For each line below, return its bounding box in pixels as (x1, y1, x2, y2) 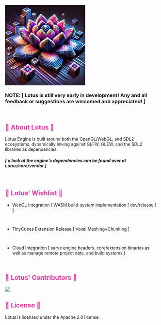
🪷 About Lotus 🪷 (5, 123, 55, 131)
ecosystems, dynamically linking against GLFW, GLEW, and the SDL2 (5, 141, 143, 147)
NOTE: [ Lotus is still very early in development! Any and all (5, 92, 147, 99)
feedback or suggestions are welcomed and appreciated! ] (5, 98, 145, 105)
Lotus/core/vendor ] (5, 162, 47, 168)
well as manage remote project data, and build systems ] (12, 250, 126, 256)
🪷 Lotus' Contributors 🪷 (5, 273, 78, 282)
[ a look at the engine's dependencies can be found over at (5, 158, 126, 163)
